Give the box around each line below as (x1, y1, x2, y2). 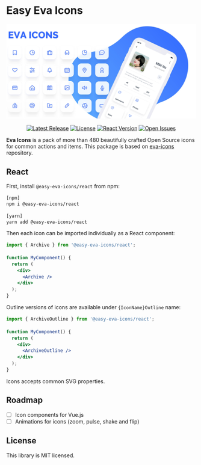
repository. (6, 149, 33, 156)
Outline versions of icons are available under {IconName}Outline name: (6, 304, 181, 311)
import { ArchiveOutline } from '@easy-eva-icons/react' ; (6, 316, 155, 322)
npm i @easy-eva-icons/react (6, 201, 79, 208)
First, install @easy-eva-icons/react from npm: (6, 183, 120, 190)
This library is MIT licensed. (6, 452, 75, 459)
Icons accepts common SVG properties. (6, 377, 105, 385)
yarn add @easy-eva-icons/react (6, 219, 87, 226)
